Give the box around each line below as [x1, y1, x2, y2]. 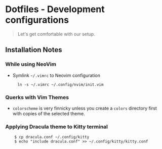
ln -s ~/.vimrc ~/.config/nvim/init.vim [17, 82, 104, 87]
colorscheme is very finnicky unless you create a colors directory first [12, 105, 157, 111]
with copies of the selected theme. [12, 110, 85, 117]
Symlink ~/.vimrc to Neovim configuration [12, 72, 100, 78]
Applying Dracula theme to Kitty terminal [5, 123, 108, 130]
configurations [5, 14, 69, 26]
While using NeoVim [5, 61, 57, 68]
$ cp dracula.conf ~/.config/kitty [14, 135, 90, 140]
